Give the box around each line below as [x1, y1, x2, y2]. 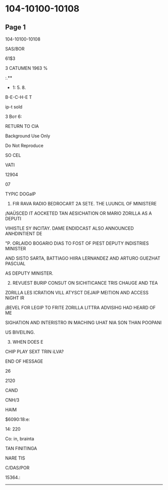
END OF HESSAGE [5, 358, 43, 364]
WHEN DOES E [12, 339, 43, 345]
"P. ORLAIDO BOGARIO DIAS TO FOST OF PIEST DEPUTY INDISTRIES [5, 240, 149, 246]
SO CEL [5, 152, 21, 158]
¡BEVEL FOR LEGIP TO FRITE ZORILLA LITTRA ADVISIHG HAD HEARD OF [5, 305, 156, 310]
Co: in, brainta [5, 436, 34, 442]
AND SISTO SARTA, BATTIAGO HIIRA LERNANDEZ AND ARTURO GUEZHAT [5, 255, 160, 261]
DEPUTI [5, 216, 21, 221]
